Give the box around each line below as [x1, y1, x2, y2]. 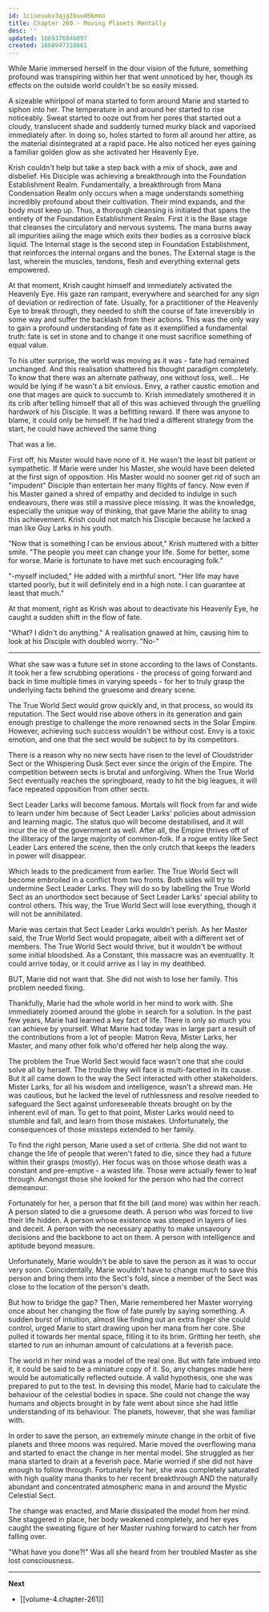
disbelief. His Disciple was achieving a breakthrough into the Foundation [8, 172, 247, 181]
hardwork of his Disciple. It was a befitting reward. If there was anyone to [8, 407, 250, 417]
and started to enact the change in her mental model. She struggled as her [8, 1448, 255, 1458]
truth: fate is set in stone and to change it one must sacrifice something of [8, 332, 252, 342]
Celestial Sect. [8, 1491, 56, 1501]
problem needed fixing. [8, 983, 86, 993]
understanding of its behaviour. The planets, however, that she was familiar [8, 1407, 256, 1416]
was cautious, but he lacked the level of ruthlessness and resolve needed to [8, 1091, 259, 1100]
